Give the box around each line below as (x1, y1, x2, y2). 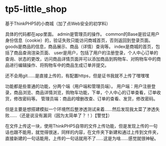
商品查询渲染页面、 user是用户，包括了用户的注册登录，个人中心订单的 (13, 50, 159, 56)
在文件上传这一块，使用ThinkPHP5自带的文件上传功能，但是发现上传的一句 (5, 123, 158, 129)
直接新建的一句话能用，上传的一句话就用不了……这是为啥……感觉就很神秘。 (5, 135, 159, 141)
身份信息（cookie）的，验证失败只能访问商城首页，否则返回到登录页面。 (5, 37, 153, 43)
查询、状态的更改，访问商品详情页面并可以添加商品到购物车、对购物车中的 (5, 56, 157, 62)
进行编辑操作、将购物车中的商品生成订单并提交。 (9, 62, 109, 68)
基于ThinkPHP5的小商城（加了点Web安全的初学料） (5, 20, 111, 26)
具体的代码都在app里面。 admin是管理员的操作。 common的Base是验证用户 (5, 31, 160, 37)
